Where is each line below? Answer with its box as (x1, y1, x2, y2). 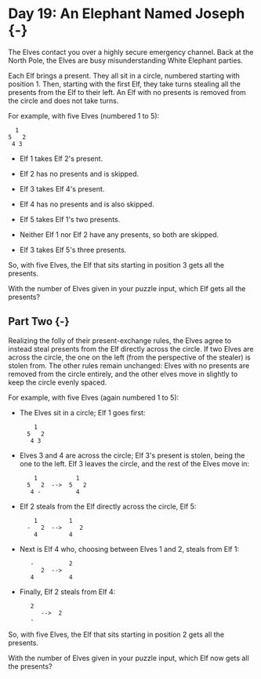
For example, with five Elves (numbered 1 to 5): (8, 111, 160, 120)
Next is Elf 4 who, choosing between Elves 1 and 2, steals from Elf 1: (19, 544, 240, 553)
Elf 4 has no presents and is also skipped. (19, 199, 154, 209)
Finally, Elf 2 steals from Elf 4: (19, 586, 116, 597)
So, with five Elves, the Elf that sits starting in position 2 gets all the (8, 630, 225, 639)
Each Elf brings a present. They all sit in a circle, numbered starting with (8, 71, 241, 80)
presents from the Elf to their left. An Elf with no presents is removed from (8, 87, 247, 97)
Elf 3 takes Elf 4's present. (19, 184, 105, 193)
